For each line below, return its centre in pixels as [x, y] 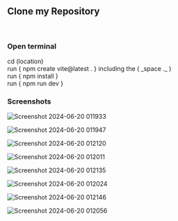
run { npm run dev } [35, 83]
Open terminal [32, 46]
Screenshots [29, 101]
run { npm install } [33, 76]
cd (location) [25, 61]
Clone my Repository [54, 11]
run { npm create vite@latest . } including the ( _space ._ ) [89, 69]
